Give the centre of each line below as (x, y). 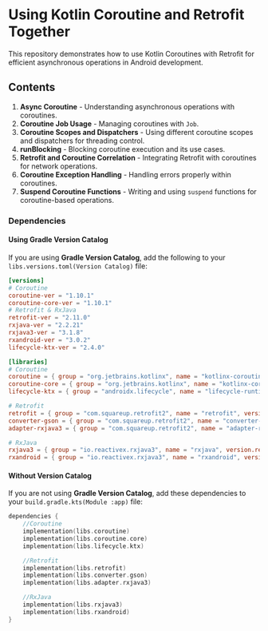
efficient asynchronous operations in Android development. (106, 62)
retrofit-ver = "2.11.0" (49, 318)
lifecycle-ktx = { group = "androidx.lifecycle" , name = (105, 392)
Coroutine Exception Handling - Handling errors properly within (125, 174)
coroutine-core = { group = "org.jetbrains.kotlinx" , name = (112, 384)
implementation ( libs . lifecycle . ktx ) (84, 546)
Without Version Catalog (50, 475)
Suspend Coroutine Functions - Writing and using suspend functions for (138, 191)
